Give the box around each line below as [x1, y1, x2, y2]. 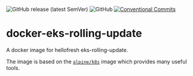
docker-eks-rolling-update [6, 27, 142, 40]
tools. [6, 64, 20, 71]
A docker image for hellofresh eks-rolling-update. [6, 46, 128, 53]
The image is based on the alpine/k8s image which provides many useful [6, 57, 187, 65]
